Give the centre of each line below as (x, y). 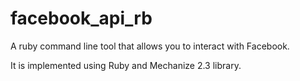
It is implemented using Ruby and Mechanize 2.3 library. (126, 65)
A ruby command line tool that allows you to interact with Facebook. (150, 46)
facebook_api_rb (81, 18)
